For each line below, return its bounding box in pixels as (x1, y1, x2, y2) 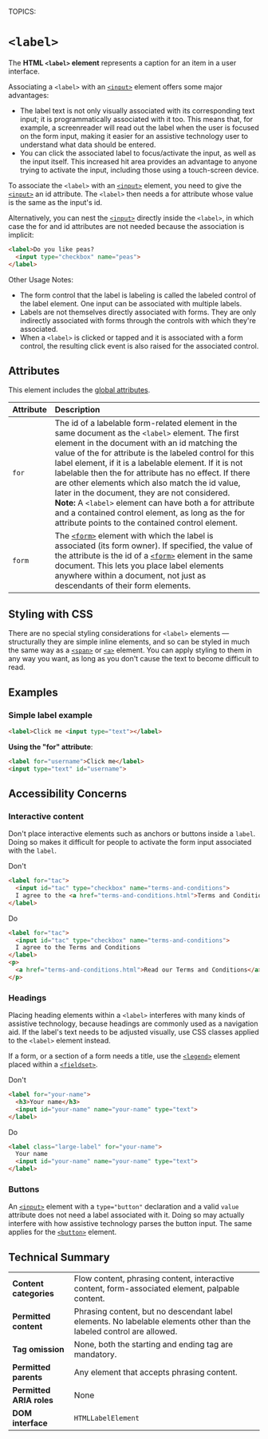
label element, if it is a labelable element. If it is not (54, 458, 243, 469)
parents (12, 1372, 42, 1383)
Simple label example (8, 709, 93, 720)
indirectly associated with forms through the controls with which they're (19, 315, 257, 325)
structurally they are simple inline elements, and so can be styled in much (8, 637, 250, 647)
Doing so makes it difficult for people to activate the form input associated (8, 838, 252, 847)
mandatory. (73, 1349, 117, 1360)
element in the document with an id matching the (54, 438, 238, 449)
